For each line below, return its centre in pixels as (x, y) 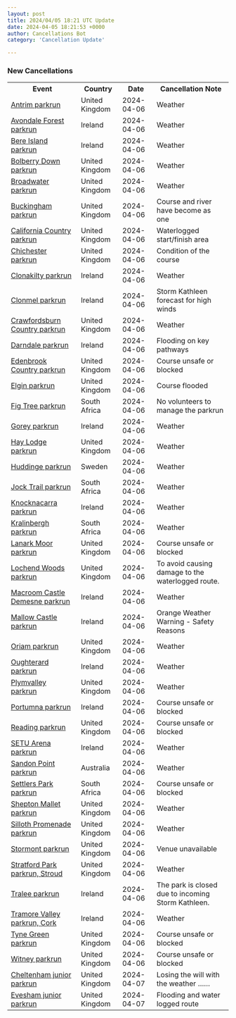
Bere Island (29, 141)
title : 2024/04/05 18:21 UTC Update (61, 20)
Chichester (29, 251)
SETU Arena (31, 743)
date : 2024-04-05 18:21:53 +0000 (56, 27)
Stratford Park (34, 865)
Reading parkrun (38, 728)
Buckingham (32, 206)
